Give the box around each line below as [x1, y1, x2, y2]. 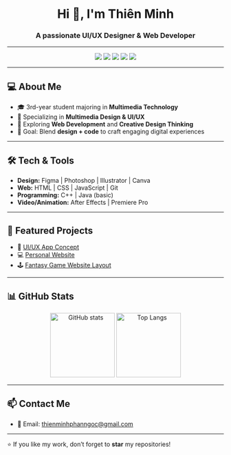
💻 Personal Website [16, 250, 75, 258]
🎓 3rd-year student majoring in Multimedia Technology [16, 103, 179, 111]
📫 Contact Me [7, 398, 71, 410]
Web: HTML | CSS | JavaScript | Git [16, 184, 118, 192]
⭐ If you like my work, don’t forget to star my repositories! [7, 440, 171, 448]
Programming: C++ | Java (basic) [16, 191, 113, 199]
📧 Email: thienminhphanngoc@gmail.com [16, 419, 134, 428]
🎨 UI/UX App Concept [16, 243, 79, 251]
